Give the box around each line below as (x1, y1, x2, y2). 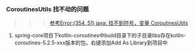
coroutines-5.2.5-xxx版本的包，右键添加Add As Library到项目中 (14, 39, 168, 46)
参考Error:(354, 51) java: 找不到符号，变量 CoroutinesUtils (49, 19, 188, 27)
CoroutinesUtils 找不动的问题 (6, 5, 89, 13)
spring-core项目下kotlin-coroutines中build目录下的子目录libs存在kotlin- (14, 32, 186, 39)
